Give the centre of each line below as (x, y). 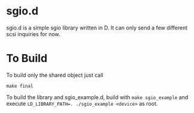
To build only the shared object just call (55, 75)
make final (20, 86)
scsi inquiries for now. (33, 34)
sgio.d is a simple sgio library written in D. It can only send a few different (97, 28)
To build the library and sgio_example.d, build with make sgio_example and (97, 97)
